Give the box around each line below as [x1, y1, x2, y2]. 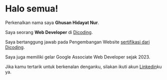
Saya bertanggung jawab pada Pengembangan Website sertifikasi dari [5, 38, 150, 45]
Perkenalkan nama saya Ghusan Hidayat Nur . [5, 19, 100, 25]
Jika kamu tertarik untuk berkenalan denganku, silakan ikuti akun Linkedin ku [5, 63, 162, 69]
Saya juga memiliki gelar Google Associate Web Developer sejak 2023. [5, 53, 151, 60]
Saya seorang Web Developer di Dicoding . [5, 29, 93, 35]
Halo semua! [5, 3, 58, 14]
